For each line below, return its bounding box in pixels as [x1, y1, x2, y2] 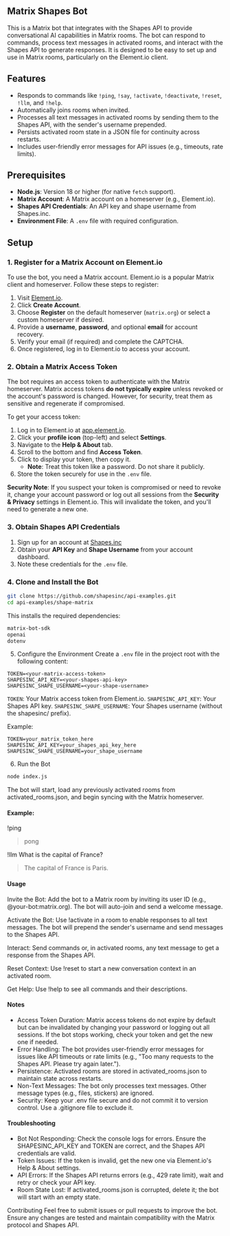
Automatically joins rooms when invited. [16, 106, 130, 114]
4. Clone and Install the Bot [7, 577, 99, 586]
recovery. [16, 330, 45, 339]
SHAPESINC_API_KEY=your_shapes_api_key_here [7, 742, 137, 749]
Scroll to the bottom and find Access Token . [16, 448, 143, 456]
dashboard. [16, 553, 50, 561]
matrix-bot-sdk [7, 625, 51, 632]
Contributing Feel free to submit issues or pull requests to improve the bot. [7, 1206, 218, 1215]
